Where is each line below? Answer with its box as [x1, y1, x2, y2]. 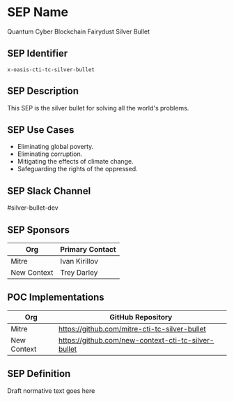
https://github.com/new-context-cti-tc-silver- [58, 335, 214, 345]
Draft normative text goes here [7, 386, 95, 395]
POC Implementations [7, 292, 104, 303]
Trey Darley [60, 268, 98, 277]
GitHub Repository [109, 312, 173, 322]
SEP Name [7, 4, 68, 20]
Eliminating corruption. [17, 150, 83, 158]
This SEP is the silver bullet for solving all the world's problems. [7, 103, 189, 112]
